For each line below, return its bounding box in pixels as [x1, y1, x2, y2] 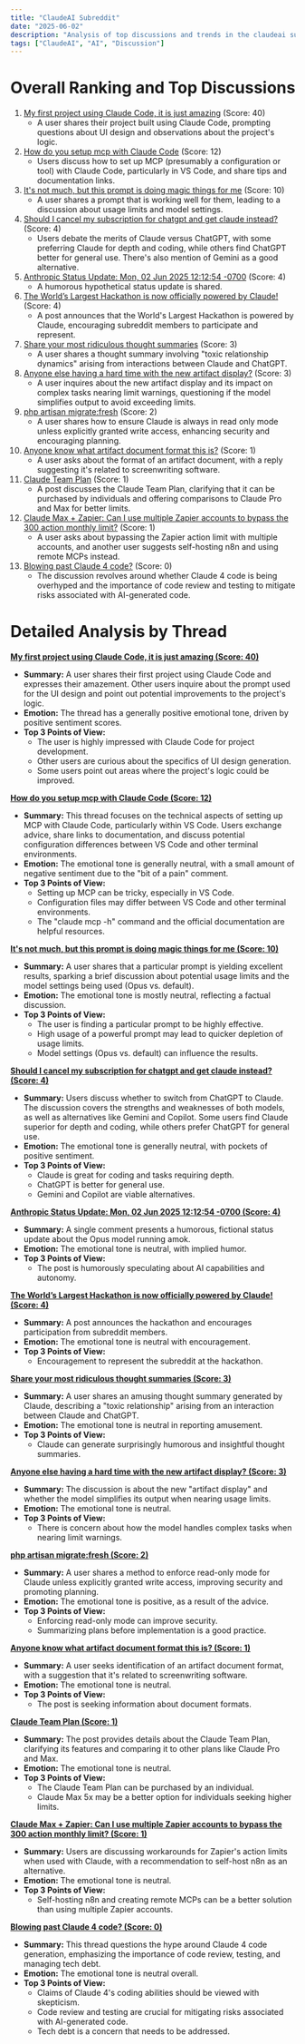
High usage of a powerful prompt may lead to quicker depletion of [36, 1029, 283, 1040]
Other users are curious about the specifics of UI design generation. [36, 756, 291, 767]
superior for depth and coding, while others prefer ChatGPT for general [23, 1121, 290, 1132]
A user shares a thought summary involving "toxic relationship [36, 348, 270, 359]
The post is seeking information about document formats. [36, 1698, 252, 1710]
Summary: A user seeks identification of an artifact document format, [23, 1660, 284, 1671]
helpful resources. [36, 926, 105, 937]
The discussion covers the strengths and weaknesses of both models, [23, 1102, 286, 1113]
